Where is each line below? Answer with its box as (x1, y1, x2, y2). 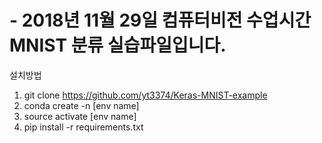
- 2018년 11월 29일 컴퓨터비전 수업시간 (9, 9, 312, 32)
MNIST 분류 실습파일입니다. (9, 34, 227, 57)
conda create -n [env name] (23, 99, 140, 111)
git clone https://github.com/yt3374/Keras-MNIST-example (23, 89, 268, 101)
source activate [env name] (23, 110, 137, 122)
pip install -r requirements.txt (23, 121, 144, 133)
